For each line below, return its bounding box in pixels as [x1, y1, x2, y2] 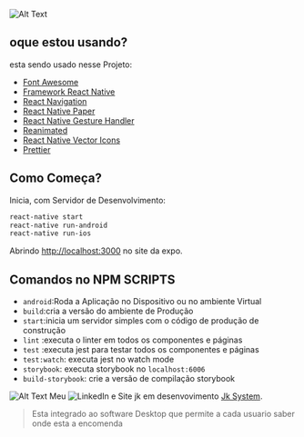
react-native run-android [9, 221, 107, 230]
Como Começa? [9, 171, 103, 186]
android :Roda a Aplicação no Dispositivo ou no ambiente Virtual [22, 296, 262, 307]
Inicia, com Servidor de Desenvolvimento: [9, 194, 167, 205]
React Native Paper [22, 105, 96, 116]
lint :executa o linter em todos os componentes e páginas [22, 334, 243, 345]
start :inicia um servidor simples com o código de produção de [22, 315, 259, 326]
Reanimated [22, 124, 68, 135]
